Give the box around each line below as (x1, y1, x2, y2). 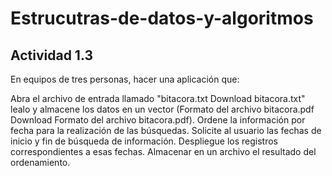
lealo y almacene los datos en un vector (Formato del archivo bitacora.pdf (10, 103, 315, 115)
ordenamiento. (10, 157, 71, 168)
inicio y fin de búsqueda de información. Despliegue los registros (10, 135, 279, 147)
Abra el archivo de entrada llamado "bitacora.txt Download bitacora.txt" (10, 93, 306, 104)
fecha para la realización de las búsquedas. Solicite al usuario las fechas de (10, 125, 322, 136)
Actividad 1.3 (10, 47, 93, 64)
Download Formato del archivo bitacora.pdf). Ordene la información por (10, 114, 306, 126)
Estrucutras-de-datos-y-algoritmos (10, 7, 314, 30)
